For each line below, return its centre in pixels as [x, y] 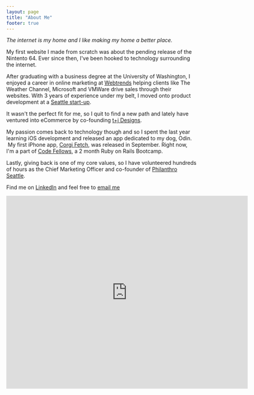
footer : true [23, 23]
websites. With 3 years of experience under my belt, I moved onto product [99, 96]
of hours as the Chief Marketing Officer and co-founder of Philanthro [92, 169]
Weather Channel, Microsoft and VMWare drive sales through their [89, 89]
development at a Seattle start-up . [49, 102]
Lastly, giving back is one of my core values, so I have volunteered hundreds [101, 163]
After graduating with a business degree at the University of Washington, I [98, 77]
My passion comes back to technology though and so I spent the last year [98, 132]
